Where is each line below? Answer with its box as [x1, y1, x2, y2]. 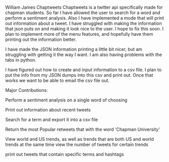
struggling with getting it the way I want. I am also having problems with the [5, 51, 162, 58]
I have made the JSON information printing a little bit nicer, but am [5, 46, 143, 52]
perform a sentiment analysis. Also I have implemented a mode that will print [5, 15, 164, 21]
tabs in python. [5, 57, 36, 63]
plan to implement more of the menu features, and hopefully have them [5, 31, 153, 37]
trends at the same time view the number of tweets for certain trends [5, 141, 149, 147]
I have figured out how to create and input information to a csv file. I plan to [5, 67, 162, 73]
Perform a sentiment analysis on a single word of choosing [5, 97, 128, 103]
